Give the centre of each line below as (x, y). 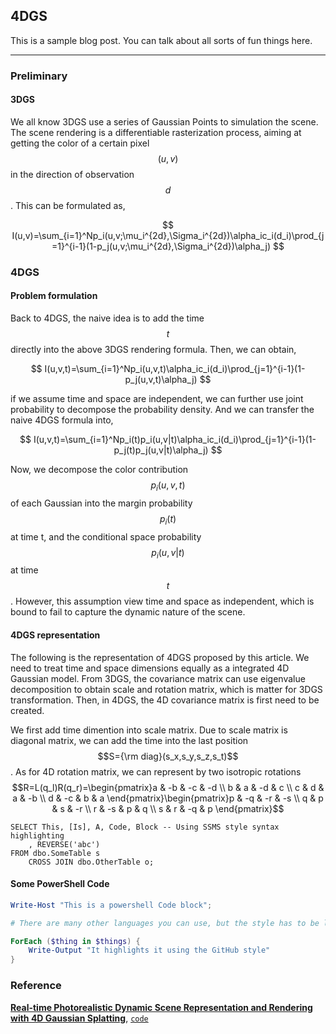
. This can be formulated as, (68, 205)
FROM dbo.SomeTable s (55, 853)
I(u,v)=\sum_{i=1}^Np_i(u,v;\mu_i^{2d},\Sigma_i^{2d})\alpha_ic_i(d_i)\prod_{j (168, 235)
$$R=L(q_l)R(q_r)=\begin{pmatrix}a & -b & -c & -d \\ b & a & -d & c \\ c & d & (168, 787)
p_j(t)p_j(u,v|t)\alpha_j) (161, 450)
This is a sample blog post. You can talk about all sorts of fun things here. (161, 40)
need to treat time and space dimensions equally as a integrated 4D (150, 668)
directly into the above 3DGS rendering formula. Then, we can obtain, (153, 350)
